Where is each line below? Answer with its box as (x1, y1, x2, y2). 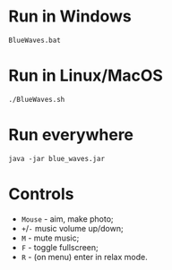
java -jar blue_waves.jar (8, 154, 105, 163)
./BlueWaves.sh (8, 95, 65, 104)
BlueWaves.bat (8, 36, 62, 45)
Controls (8, 184, 74, 204)
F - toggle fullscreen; (21, 241, 99, 252)
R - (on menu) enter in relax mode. (21, 251, 149, 262)
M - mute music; (21, 232, 80, 243)
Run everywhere (8, 125, 134, 145)
